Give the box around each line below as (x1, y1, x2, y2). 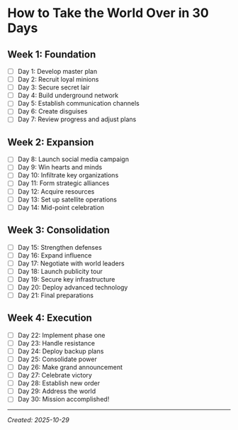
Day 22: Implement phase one (17, 331, 106, 339)
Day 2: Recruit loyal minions (17, 75, 99, 84)
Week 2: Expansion (7, 136, 94, 148)
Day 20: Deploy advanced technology (17, 282, 128, 292)
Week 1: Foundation (7, 48, 96, 60)
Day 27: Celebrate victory (17, 371, 92, 380)
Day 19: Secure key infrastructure (17, 275, 115, 283)
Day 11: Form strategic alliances (17, 179, 110, 187)
